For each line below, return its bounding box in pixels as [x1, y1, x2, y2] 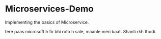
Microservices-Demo [5, 3, 94, 14]
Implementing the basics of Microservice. [5, 19, 89, 25]
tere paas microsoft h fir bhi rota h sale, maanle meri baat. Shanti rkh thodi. [5, 28, 157, 34]
